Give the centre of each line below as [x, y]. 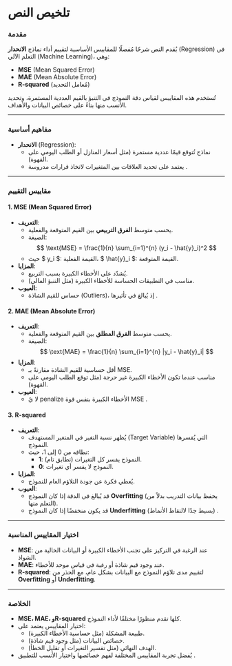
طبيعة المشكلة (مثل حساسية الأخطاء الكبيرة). [86, 633]
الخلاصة [19, 603]
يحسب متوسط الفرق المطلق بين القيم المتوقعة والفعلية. [100, 334]
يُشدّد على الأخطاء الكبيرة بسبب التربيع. [78, 273]
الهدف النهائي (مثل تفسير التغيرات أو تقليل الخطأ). [92, 647]
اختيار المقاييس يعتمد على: [52, 625]
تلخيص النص [39, 13]
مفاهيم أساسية [30, 129]
